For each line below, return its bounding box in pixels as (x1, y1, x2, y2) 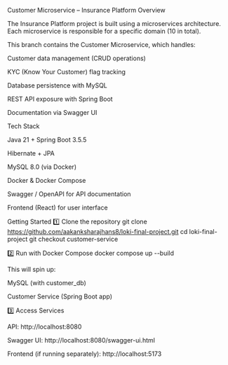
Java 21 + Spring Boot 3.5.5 (7, 136, 87, 144)
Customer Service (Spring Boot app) (7, 292, 113, 301)
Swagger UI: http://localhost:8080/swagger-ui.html (7, 336, 156, 344)
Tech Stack (7, 122, 40, 130)
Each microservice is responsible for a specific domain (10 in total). (7, 27, 201, 35)
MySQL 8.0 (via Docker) (7, 163, 77, 171)
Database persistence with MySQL (7, 81, 107, 90)
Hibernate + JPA (7, 149, 55, 157)
